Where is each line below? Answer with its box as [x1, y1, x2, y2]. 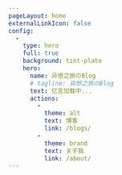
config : [8, 27, 35, 35]
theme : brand [43, 139, 88, 148]
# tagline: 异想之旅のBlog [29, 79, 114, 87]
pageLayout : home [8, 11, 67, 20]
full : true [22, 49, 59, 57]
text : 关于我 [43, 147, 84, 155]
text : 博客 [43, 117, 79, 125]
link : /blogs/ [43, 124, 91, 132]
